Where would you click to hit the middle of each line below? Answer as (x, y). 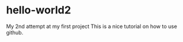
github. (15, 32)
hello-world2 (38, 10)
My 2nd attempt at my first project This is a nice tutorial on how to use (92, 26)
